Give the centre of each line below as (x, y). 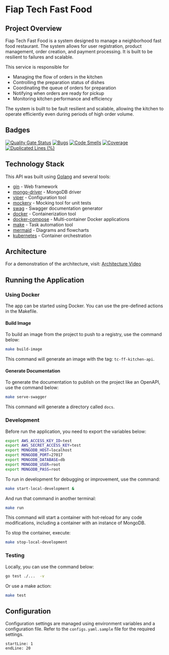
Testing (15, 555)
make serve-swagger (26, 397)
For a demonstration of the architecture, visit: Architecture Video (73, 264)
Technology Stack (35, 164)
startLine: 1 (19, 644)
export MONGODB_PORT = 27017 (34, 455)
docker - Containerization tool (44, 213)
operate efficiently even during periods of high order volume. (70, 114)
